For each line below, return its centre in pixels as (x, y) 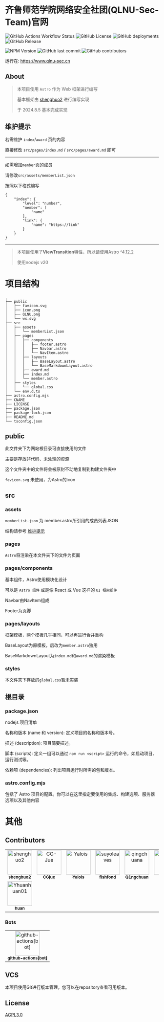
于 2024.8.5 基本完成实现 (42, 110)
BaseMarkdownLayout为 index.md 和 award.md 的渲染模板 (60, 655)
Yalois (78, 877)
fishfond (108, 877)
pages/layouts (23, 623)
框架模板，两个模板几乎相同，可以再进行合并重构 (54, 635)
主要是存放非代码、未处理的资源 (37, 459)
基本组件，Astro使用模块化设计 (36, 579)
